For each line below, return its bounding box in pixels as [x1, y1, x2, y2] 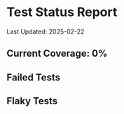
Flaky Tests [6, 95, 58, 107]
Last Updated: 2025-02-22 [6, 27, 85, 36]
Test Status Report [6, 4, 118, 20]
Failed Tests [6, 71, 61, 83]
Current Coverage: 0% [6, 48, 108, 59]
